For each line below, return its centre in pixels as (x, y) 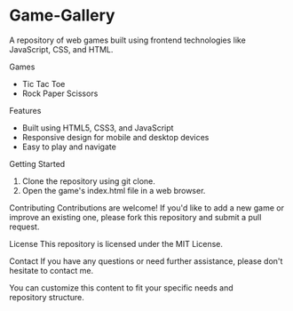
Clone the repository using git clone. (88, 181)
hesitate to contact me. (51, 270)
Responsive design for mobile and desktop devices (115, 137)
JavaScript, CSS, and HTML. (61, 49)
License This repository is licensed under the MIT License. (116, 243)
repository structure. (47, 297)
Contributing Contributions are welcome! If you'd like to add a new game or (146, 207)
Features (25, 110)
